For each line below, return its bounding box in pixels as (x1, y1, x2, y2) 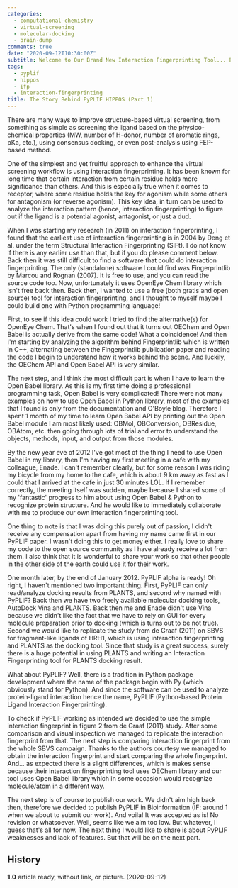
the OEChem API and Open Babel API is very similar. (7, 360, 159, 369)
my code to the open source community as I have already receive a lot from (7, 545, 228, 553)
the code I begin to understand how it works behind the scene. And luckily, (7, 353, 226, 361)
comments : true (7, 43, 52, 50)
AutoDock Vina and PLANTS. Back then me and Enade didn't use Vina (7, 604, 212, 612)
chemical (7, 131, 34, 139)
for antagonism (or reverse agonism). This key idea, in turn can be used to (7, 197, 224, 206)
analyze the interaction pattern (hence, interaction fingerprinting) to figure (7, 205, 224, 213)
